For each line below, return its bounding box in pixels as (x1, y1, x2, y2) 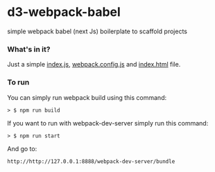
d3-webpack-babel (7, 4, 121, 20)
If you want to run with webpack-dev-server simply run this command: (7, 119, 209, 127)
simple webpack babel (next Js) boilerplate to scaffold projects (7, 27, 187, 35)
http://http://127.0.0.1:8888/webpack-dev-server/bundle (7, 157, 175, 165)
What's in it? (7, 44, 51, 54)
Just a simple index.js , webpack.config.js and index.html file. (7, 60, 181, 69)
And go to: (7, 144, 37, 153)
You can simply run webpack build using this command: (7, 93, 167, 101)
